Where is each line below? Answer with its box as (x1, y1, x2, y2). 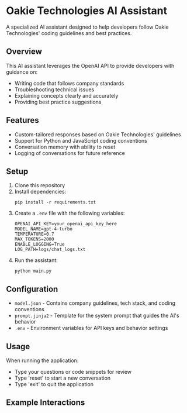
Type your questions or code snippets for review (14, 369, 132, 375)
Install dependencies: (14, 188, 67, 195)
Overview (6, 47, 43, 57)
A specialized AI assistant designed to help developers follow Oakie (6, 23, 169, 30)
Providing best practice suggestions (14, 98, 102, 105)
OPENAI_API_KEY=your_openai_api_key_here (14, 221, 117, 227)
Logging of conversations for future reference (14, 149, 126, 156)
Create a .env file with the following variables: (14, 209, 125, 217)
